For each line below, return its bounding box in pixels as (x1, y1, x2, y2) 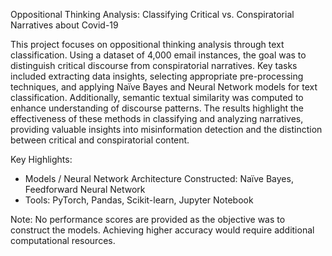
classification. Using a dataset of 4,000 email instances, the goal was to (10, 49, 307, 61)
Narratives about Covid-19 (10, 19, 119, 31)
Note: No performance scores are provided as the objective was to (10, 214, 286, 225)
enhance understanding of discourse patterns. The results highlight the (10, 102, 304, 114)
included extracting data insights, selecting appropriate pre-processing (10, 70, 304, 82)
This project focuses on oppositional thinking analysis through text (10, 39, 285, 50)
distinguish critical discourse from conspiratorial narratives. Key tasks (10, 60, 298, 71)
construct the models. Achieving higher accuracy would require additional (10, 224, 315, 236)
